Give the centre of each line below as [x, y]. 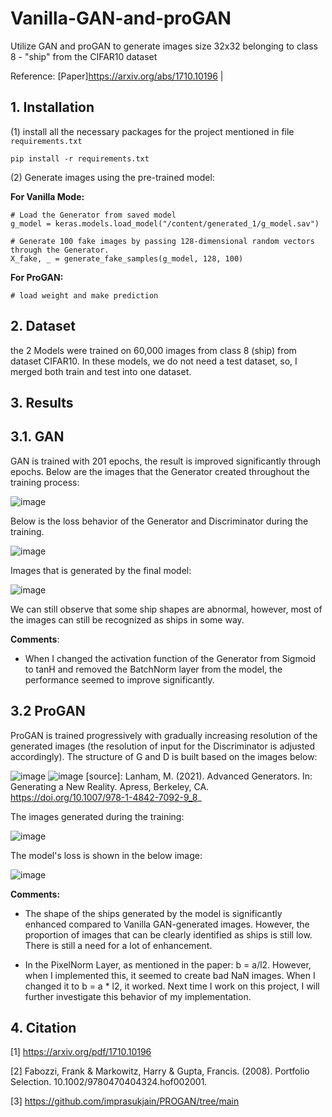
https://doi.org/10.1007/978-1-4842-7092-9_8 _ [106, 797]
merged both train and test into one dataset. [101, 371]
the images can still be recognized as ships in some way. [127, 619]
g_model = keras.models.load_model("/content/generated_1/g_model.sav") [165, 223]
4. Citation [43, 1027]
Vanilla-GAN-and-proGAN [121, 18]
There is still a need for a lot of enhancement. [118, 945]
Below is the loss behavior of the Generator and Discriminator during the [159, 521]
